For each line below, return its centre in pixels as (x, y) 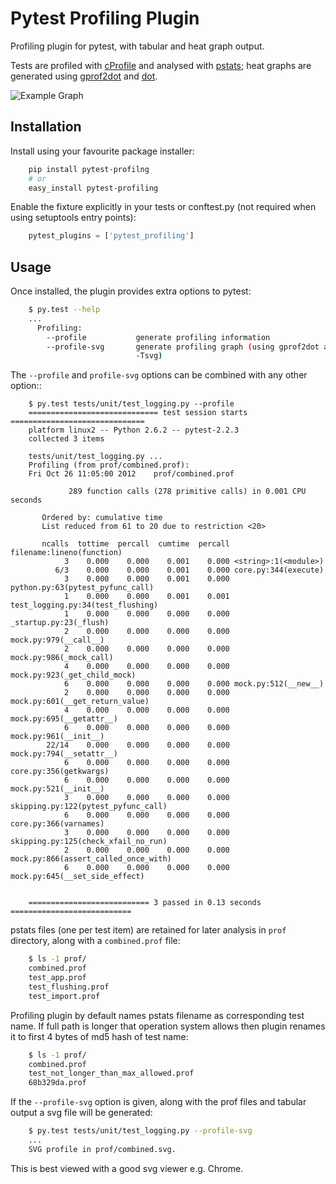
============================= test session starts (138, 413)
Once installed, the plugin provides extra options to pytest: (131, 291)
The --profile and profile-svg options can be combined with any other (159, 375)
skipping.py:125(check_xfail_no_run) (89, 842)
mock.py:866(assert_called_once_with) (91, 859)
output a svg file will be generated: (81, 1113)
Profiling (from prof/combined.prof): (109, 465)
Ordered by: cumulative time (102, 518)
